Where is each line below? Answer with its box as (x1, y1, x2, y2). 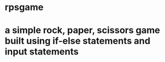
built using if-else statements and (5, 35, 151, 47)
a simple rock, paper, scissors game (5, 25, 160, 36)
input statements (5, 46, 79, 57)
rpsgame (5, 2, 44, 13)
